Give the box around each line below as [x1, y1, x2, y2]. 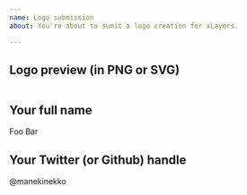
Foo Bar [9, 126, 39, 137]
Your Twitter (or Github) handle [9, 152, 187, 167]
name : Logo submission [9, 13, 94, 22]
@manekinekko [9, 175, 67, 186]
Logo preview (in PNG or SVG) [9, 62, 181, 77]
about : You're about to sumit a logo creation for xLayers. [9, 21, 240, 30]
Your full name [9, 102, 93, 117]
